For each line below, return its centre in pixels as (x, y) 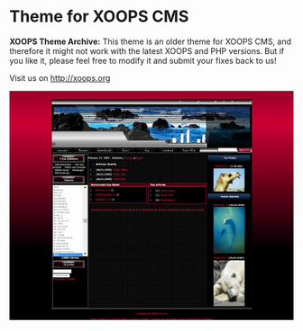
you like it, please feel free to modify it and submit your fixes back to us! (143, 60)
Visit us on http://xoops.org (60, 77)
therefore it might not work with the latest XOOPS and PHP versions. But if (147, 50)
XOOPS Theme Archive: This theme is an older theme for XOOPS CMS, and (150, 41)
